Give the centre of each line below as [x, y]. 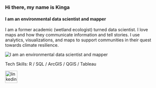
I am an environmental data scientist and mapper [56, 19]
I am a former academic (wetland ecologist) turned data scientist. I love [77, 30]
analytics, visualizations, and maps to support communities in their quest [78, 40]
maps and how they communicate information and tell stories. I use [72, 35]
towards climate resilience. [32, 45]
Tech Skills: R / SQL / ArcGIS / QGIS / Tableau [51, 64]
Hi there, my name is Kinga [37, 7]
